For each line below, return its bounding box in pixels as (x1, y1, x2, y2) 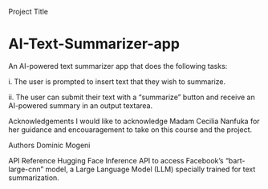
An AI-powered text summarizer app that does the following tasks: (8, 61, 228, 70)
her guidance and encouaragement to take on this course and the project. (8, 124, 253, 135)
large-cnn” (8, 164, 44, 174)
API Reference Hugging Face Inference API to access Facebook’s (8, 155, 224, 165)
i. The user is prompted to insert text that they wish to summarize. (8, 76, 226, 86)
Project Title (8, 7, 49, 16)
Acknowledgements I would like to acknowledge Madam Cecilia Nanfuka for (8, 116, 260, 126)
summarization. (8, 172, 60, 183)
